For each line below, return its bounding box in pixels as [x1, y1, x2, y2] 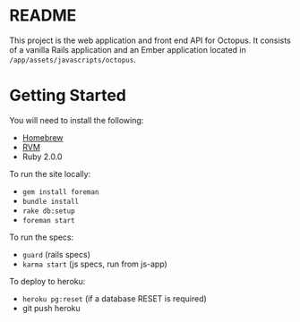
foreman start [21, 216, 75, 225]
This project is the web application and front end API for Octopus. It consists [9, 35, 291, 46]
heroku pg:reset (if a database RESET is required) [21, 292, 208, 304]
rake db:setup [21, 207, 75, 216]
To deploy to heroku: [9, 275, 86, 286]
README [9, 5, 77, 26]
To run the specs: [9, 232, 74, 242]
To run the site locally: [9, 168, 91, 179]
